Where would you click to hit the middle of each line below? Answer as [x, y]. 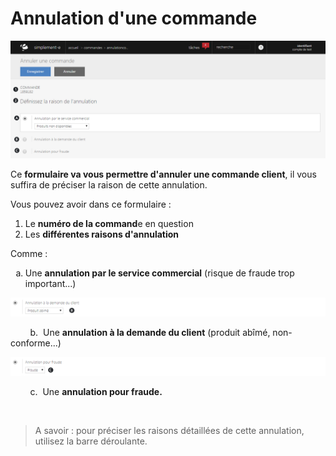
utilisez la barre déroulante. [91, 441]
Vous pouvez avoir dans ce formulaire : [91, 204]
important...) [50, 283]
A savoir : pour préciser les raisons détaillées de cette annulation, [169, 430]
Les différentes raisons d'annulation [102, 234]
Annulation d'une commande [134, 18]
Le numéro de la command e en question [109, 223]
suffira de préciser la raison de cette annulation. [109, 184]
